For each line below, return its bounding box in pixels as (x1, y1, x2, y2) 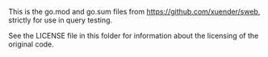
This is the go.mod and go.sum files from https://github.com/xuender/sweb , (8, 7, 261, 16)
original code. (8, 39, 54, 49)
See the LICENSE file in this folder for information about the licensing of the (8, 31, 259, 40)
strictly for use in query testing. (8, 15, 113, 25)
